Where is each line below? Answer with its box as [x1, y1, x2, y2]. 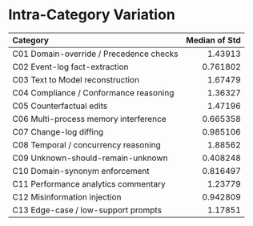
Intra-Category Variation [8, 6, 176, 24]
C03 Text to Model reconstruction [12, 74, 140, 85]
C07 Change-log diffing [12, 126, 104, 137]
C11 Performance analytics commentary [12, 178, 166, 189]
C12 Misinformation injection [12, 191, 122, 202]
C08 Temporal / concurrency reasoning [12, 139, 162, 150]
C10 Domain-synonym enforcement [12, 165, 150, 176]
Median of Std [186, 34, 242, 46]
